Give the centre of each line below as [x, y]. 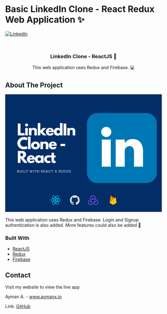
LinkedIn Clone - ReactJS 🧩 [83, 56]
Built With [17, 238]
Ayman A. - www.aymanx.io [34, 297]
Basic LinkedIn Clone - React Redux [80, 9]
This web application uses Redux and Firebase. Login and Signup [72, 220]
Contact [18, 275]
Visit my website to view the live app [42, 287]
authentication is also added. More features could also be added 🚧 [73, 225]
